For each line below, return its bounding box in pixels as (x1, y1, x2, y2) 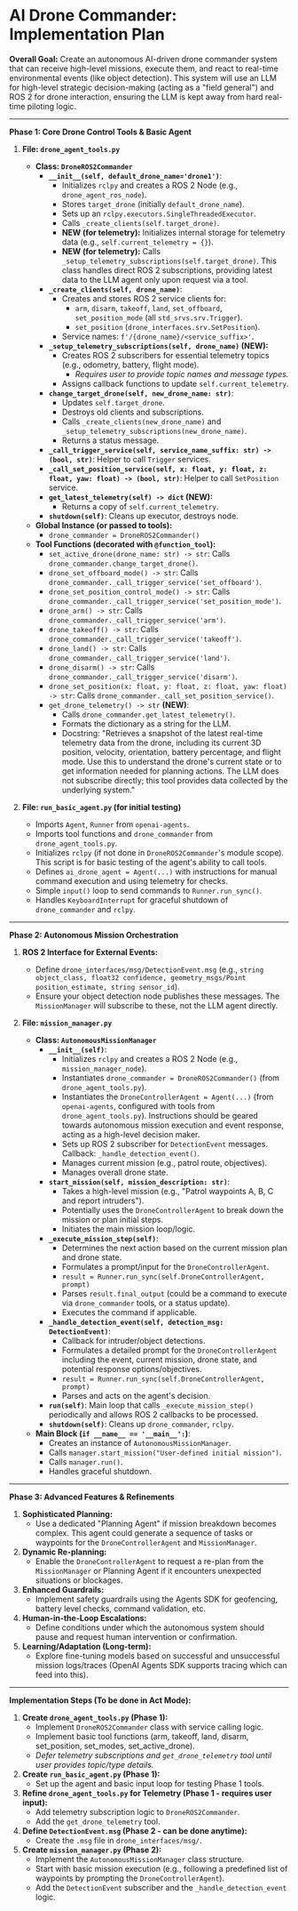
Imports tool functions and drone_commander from (35, 828, 213, 839)
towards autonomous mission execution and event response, (61, 1120, 285, 1130)
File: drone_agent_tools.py (21, 143, 121, 154)
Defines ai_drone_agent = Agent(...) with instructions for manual (35, 866, 278, 877)
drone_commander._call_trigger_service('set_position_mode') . (48, 595, 282, 606)
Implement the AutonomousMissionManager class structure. (35, 1853, 245, 1864)
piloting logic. (27, 100, 77, 111)
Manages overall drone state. (61, 1167, 169, 1177)
